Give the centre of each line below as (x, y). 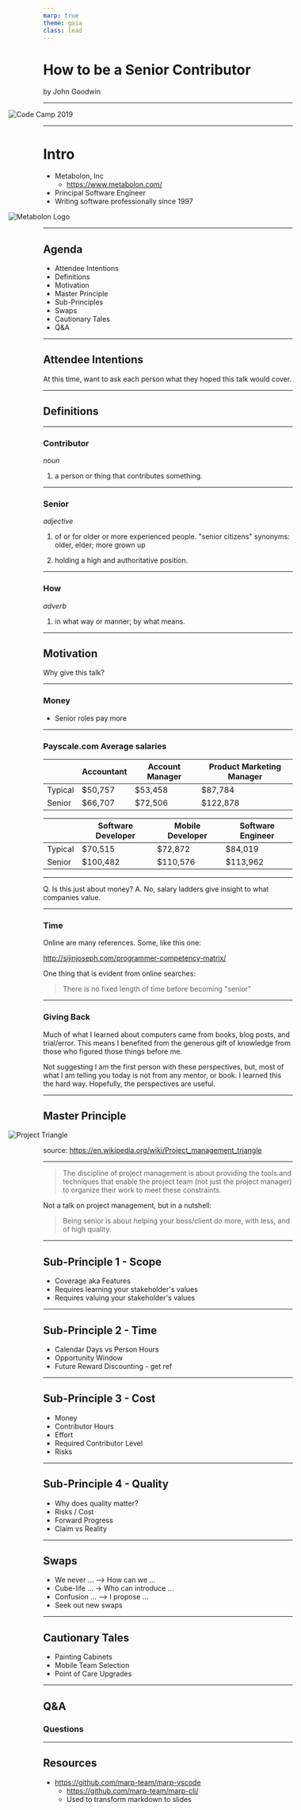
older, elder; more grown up (100, 545)
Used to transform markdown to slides (129, 1799)
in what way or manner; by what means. (120, 621)
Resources (70, 1764)
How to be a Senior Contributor (147, 70)
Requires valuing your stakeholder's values (125, 1298)
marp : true (61, 15)
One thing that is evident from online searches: (119, 973)
